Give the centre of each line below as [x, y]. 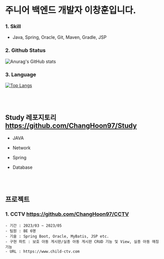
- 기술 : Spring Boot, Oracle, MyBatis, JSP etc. [57, 236]
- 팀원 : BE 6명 [21, 231]
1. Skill [13, 27]
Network [22, 148]
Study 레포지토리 [31, 118]
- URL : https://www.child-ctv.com [43, 251]
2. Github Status [26, 50]
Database [22, 167]
